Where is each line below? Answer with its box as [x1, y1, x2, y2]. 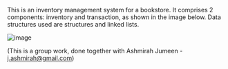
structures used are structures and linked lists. [7, 20, 140, 28]
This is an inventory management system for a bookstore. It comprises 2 [7, 6, 213, 14]
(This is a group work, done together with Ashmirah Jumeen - [7, 47, 183, 55]
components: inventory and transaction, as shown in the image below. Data [7, 13, 221, 21]
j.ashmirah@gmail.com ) [7, 54, 75, 62]
